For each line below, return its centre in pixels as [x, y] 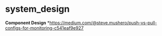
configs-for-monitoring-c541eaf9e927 [44, 28]
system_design [37, 9]
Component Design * [27, 23]
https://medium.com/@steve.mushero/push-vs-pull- [103, 23]
